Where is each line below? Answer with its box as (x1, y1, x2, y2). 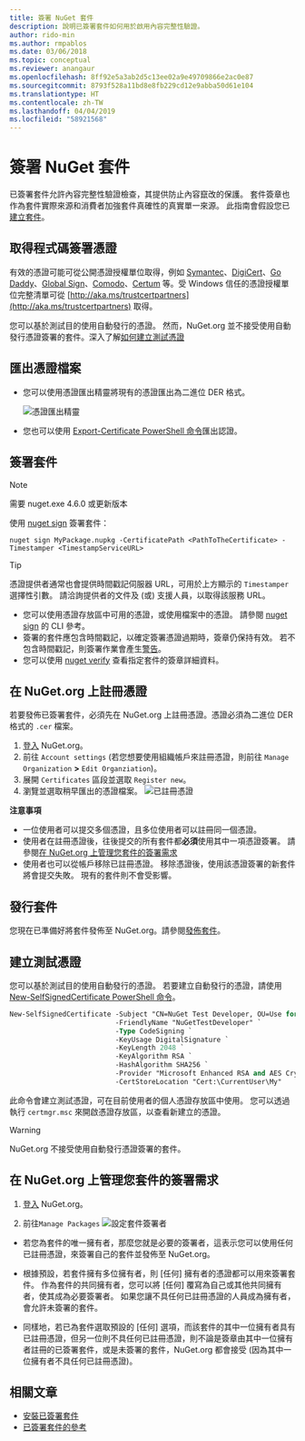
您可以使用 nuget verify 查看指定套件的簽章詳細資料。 (22, 655, 224, 665)
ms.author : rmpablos (9, 38, 88, 48)
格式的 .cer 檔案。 (9, 721, 79, 732)
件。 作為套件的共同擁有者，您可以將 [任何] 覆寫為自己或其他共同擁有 (22, 1279, 282, 1290)
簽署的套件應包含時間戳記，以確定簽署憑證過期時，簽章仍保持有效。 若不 (22, 632, 296, 643)
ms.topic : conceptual (9, 56, 92, 65)
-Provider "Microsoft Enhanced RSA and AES (114, 1069, 282, 1079)
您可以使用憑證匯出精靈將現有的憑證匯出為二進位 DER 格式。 (22, 386, 251, 397)
